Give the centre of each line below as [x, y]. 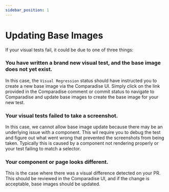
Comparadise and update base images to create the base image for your [82, 97]
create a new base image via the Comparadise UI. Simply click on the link [83, 86]
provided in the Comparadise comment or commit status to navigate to [80, 91]
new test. [15, 102]
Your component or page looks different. [57, 162]
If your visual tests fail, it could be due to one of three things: [69, 50]
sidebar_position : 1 [27, 10]
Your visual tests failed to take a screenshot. [62, 116]
